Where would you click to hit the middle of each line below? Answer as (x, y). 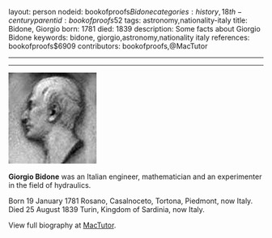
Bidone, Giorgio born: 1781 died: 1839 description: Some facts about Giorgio (134, 29)
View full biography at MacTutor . (62, 225)
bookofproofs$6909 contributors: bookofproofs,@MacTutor (108, 46)
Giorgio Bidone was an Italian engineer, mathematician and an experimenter (135, 176)
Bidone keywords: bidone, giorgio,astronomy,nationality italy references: (129, 37)
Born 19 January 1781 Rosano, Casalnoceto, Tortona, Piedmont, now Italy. (131, 201)
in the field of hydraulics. (50, 185)
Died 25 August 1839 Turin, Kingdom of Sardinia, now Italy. (106, 209)
